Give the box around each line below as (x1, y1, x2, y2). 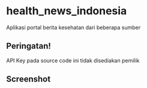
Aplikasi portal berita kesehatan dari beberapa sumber (6, 24, 141, 31)
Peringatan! (6, 41, 51, 51)
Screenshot (6, 74, 51, 84)
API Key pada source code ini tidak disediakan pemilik (6, 56, 140, 64)
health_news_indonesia (6, 4, 127, 18)
